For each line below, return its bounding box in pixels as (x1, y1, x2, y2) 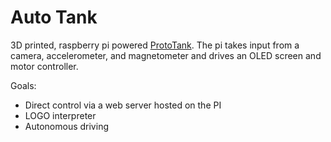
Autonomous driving (24, 120, 109, 132)
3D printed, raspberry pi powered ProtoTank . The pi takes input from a (10, 39, 300, 51)
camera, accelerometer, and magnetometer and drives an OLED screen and (10, 49, 322, 61)
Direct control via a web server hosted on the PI (24, 99, 222, 111)
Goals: (10, 79, 37, 91)
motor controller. (10, 60, 79, 72)
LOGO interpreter (24, 109, 97, 121)
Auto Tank (10, 6, 98, 29)
